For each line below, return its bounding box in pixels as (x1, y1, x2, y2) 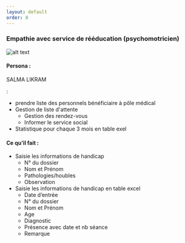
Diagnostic (24, 217, 52, 225)
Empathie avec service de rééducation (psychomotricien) (6, 35, 180, 43)
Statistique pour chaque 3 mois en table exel (15, 125, 127, 132)
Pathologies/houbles (24, 172, 76, 179)
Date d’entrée (24, 191, 58, 199)
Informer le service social (24, 119, 88, 126)
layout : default (6, 9, 47, 15)
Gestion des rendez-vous (24, 112, 88, 119)
